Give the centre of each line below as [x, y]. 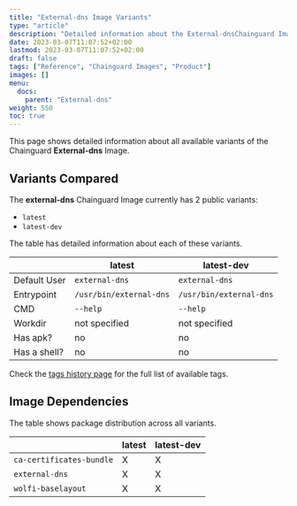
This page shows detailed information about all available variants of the [139, 142]
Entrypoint [35, 295]
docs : [27, 91]
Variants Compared [64, 178]
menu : [19, 83]
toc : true [27, 116]
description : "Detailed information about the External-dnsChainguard [142, 34]
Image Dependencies [69, 402]
